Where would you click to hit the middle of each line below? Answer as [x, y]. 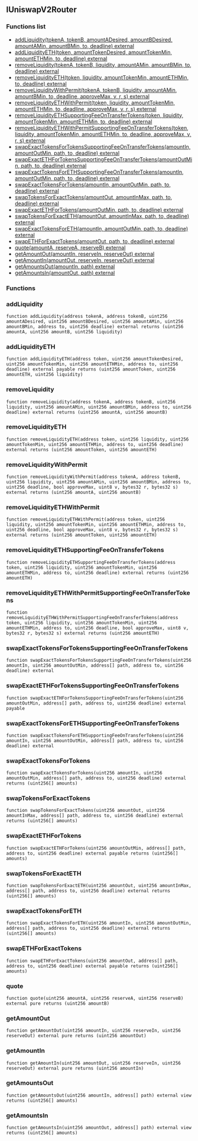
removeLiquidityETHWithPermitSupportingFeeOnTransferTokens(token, [102, 128]
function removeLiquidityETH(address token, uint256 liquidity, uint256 [98, 439]
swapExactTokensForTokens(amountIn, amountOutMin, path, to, [93, 184]
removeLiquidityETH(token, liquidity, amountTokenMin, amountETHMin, [102, 77]
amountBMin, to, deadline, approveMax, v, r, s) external [82, 96]
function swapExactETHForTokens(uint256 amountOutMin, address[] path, [96, 848]
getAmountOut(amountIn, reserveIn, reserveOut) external [85, 254]
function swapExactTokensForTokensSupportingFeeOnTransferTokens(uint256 [99, 661]
